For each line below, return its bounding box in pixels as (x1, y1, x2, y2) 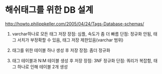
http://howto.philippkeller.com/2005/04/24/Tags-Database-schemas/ (5, 20, 145, 27)
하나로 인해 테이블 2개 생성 (17, 64, 68, 70)
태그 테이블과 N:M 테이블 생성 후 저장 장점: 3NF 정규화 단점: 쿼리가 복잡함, (12, 57, 153, 63)
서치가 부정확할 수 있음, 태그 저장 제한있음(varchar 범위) (17, 37, 124, 43)
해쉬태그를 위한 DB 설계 (5, 4, 94, 16)
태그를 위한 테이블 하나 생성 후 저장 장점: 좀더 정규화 (12, 47, 111, 53)
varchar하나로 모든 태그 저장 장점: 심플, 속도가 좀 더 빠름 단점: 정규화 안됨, (12, 31, 153, 37)
